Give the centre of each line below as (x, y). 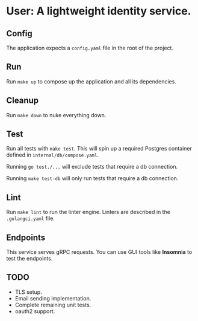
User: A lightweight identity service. (99, 11)
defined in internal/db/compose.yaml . (53, 155)
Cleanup (23, 101)
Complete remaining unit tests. (53, 305)
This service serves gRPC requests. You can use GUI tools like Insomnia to (99, 252)
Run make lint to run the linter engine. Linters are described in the (88, 212)
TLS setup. (28, 292)
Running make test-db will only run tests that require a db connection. (92, 178)
